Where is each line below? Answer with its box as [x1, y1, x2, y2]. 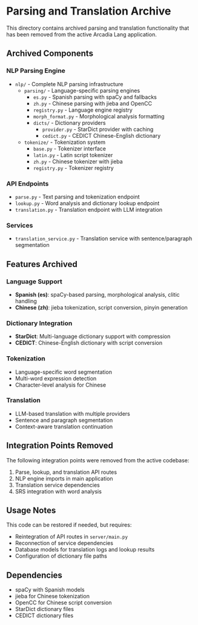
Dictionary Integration [6, 319, 73, 327]
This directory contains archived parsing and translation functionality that [6, 24, 190, 32]
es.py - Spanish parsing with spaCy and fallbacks [33, 93, 157, 101]
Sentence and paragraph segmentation [15, 416, 113, 424]
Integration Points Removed [6, 441, 114, 451]
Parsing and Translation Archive [6, 4, 171, 18]
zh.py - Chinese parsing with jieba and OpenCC [33, 100, 153, 107]
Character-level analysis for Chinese [15, 381, 107, 388]
